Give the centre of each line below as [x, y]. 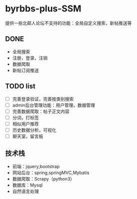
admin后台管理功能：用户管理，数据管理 [54, 105]
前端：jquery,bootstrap [36, 166]
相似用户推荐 [25, 124]
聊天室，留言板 [28, 136]
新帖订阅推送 [25, 70]
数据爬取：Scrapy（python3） [43, 179]
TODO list [20, 86]
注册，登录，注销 [30, 58]
